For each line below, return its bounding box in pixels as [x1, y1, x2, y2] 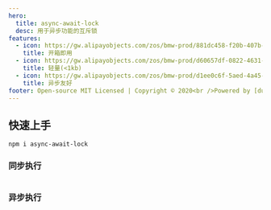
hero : [8, 11, 27, 20]
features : [8, 34, 42, 43]
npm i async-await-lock [8, 140, 89, 149]
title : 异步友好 [23, 79, 73, 87]
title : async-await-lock [15, 19, 99, 27]
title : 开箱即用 [23, 49, 73, 57]
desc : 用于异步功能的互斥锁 [15, 27, 98, 35]
